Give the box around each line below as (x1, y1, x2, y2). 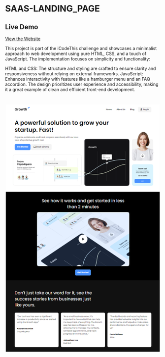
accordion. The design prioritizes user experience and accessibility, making (5, 81, 159, 87)
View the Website (5, 36, 41, 42)
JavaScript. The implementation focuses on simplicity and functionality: (5, 56, 150, 62)
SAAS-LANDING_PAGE (5, 3, 100, 14)
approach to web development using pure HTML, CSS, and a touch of (5, 51, 147, 56)
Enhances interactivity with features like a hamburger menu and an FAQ (5, 76, 150, 82)
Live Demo (5, 23, 38, 31)
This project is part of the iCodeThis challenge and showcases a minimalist (5, 46, 157, 51)
